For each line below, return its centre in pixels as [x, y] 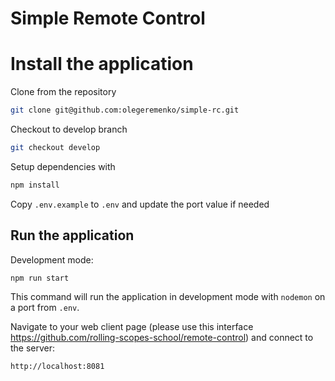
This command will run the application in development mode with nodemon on [168, 297]
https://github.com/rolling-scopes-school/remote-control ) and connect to [162, 338]
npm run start [40, 278]
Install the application [102, 64]
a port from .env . [45, 308]
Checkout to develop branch [69, 129]
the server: [33, 348]
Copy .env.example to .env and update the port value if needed [140, 204]
